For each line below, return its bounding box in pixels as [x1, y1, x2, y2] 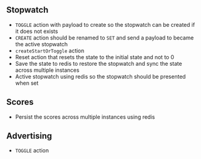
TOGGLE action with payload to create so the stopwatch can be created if [15, 21, 195, 28]
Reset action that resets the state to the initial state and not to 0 [15, 53, 175, 60]
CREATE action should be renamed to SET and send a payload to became [15, 34, 194, 41]
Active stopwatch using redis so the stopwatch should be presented [15, 72, 186, 80]
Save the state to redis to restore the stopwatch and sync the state [15, 60, 183, 67]
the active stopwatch [15, 40, 68, 48]
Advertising [6, 131, 52, 141]
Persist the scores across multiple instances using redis [15, 113, 155, 121]
